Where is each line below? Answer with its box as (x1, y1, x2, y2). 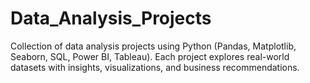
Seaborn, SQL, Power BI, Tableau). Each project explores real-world (10, 50, 290, 62)
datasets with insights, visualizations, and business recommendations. (10, 61, 300, 73)
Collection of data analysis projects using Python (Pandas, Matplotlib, (10, 40, 297, 52)
